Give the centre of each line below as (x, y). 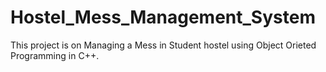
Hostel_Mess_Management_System (163, 17)
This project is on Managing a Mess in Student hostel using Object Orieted (163, 45)
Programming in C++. (55, 55)
